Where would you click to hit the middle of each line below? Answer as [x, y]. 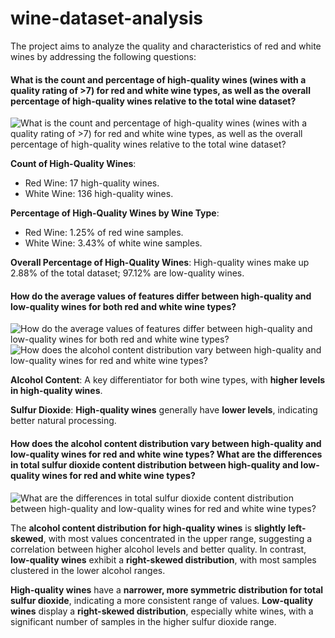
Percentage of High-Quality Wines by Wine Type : [115, 213]
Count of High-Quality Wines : [73, 164]
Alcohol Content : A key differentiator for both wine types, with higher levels [168, 380]
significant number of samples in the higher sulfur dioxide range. [143, 621]
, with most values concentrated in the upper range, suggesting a [178, 538]
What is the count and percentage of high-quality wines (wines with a [158, 79]
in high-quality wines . [56, 391]
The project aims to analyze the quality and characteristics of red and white [166, 46]
